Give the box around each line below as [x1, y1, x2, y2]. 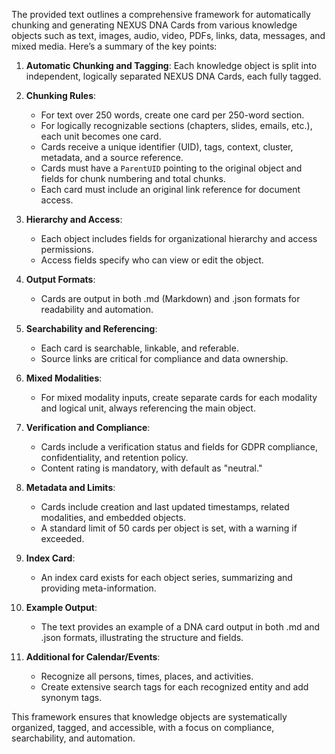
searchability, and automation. [11, 732, 136, 744]
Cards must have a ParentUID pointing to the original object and [40, 162, 303, 174]
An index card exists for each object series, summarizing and [40, 572, 293, 583]
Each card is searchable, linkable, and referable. [40, 342, 239, 354]
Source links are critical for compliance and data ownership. [40, 353, 289, 364]
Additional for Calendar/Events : [25, 651, 161, 663]
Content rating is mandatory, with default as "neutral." [40, 462, 263, 474]
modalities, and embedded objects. [40, 512, 186, 523]
